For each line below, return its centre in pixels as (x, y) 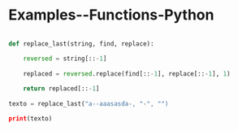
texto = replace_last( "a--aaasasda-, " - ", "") (89, 104)
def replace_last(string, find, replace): (81, 44)
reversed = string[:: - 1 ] (65, 59)
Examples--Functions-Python (111, 15)
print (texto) (30, 118)
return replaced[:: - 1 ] (61, 89)
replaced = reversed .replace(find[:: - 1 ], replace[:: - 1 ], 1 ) (127, 74)
